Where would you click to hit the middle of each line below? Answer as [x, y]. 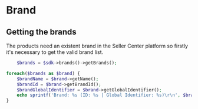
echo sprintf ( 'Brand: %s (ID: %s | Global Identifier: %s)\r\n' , [99, 95]
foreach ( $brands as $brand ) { [43, 73]
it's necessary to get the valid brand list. [55, 52]
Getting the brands [41, 32]
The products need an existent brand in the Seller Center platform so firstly [97, 46]
